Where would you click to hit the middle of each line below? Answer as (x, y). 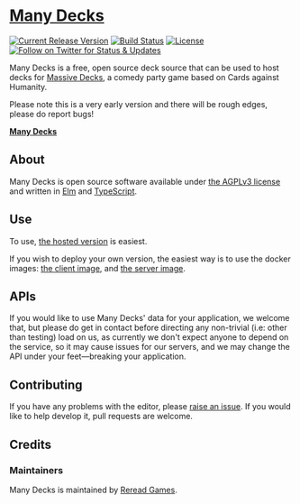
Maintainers (36, 470)
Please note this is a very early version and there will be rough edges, (139, 104)
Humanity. (28, 87)
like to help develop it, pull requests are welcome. (101, 417)
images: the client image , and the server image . (98, 268)
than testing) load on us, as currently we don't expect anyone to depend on (149, 337)
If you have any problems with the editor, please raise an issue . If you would (150, 407)
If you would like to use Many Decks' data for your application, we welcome (150, 318)
